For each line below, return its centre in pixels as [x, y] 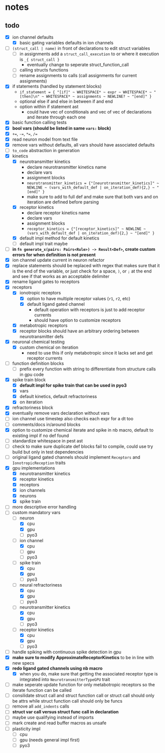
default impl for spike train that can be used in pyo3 [73, 385]
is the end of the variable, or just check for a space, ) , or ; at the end [82, 271]
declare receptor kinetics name [58, 213]
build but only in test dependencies [48, 452]
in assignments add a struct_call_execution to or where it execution [89, 54]
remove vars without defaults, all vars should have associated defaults [83, 145]
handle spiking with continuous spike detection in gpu [67, 652]
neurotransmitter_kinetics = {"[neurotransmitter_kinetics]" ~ [93, 183]
